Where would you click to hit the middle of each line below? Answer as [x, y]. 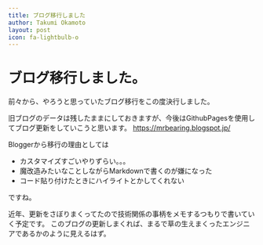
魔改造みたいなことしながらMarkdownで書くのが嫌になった [116, 171]
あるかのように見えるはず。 [66, 234]
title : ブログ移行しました [47, 15]
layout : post [29, 30]
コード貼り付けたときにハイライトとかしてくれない [102, 181]
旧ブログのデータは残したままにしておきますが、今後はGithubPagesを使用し [131, 118]
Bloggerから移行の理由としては [58, 145]
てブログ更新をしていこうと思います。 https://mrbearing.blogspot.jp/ [119, 128]
